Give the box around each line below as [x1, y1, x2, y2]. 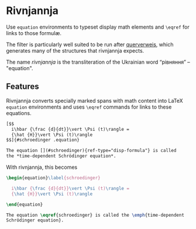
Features [6, 82, 39, 92]
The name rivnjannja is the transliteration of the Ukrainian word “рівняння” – [6, 58, 190, 65]
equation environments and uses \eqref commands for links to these [6, 103, 172, 110]
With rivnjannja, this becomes [6, 164, 78, 171]
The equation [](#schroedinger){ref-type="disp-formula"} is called [6, 148, 177, 154]
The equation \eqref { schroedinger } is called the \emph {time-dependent [6, 212, 184, 218]
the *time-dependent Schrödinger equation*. [6, 153, 116, 159]
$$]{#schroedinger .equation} [6, 137, 80, 143]
